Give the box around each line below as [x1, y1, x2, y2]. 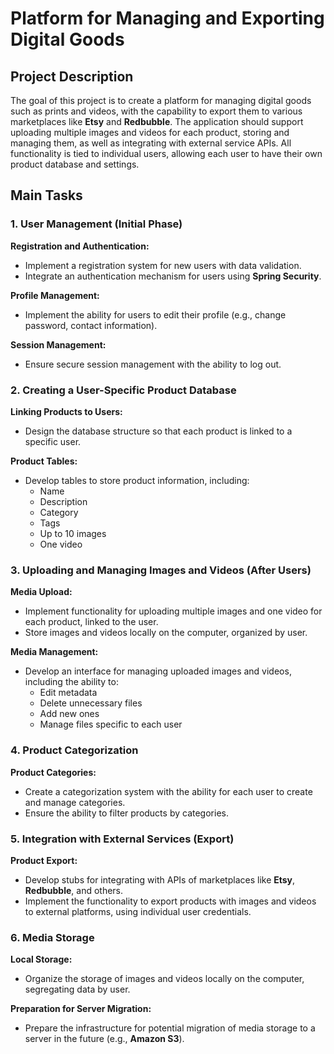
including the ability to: [24, 676, 119, 688]
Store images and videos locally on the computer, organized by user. [24, 627, 308, 639]
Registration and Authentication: [10, 240, 150, 252]
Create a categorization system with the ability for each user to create [24, 785, 313, 797]
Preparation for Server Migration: [10, 1003, 152, 1015]
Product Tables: [10, 455, 78, 467]
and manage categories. [24, 796, 126, 808]
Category [39, 506, 79, 518]
